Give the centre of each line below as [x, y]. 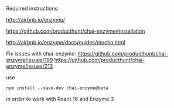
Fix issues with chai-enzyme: [41, 54]
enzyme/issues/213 [30, 66]
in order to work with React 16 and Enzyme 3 [60, 99]
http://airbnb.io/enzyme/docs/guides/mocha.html [66, 42]
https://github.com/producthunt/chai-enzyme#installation [76, 31]
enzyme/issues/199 [30, 60]
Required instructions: [33, 8]
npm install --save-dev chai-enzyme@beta [57, 88]
